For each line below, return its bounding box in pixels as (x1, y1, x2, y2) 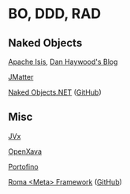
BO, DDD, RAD (8, 5, 102, 23)
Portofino (8, 162, 39, 171)
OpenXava (8, 147, 42, 156)
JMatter (8, 73, 34, 81)
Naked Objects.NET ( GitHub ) (8, 88, 102, 97)
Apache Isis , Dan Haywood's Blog (8, 57, 118, 66)
